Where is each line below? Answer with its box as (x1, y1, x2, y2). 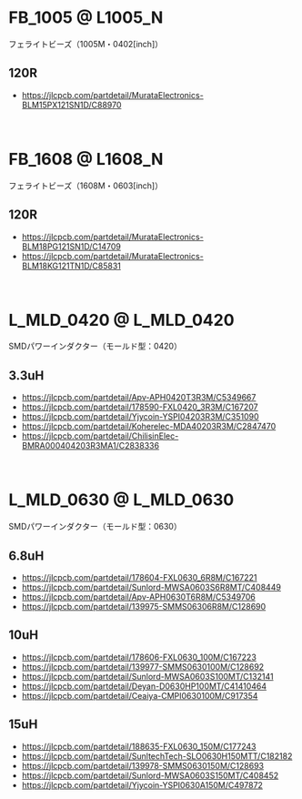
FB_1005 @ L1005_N (8, 7, 164, 28)
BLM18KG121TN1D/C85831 (21, 260, 122, 271)
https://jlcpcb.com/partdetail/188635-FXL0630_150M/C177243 (21, 741, 257, 752)
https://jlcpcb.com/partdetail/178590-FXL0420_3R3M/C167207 (21, 401, 258, 412)
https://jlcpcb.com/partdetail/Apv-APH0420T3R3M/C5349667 (21, 392, 257, 403)
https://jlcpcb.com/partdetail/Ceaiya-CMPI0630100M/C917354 (21, 690, 258, 701)
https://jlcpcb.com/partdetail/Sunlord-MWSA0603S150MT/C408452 (21, 770, 279, 781)
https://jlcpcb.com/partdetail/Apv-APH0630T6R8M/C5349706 (21, 592, 256, 602)
